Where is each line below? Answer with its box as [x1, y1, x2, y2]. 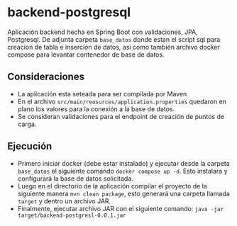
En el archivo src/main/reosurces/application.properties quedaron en [17, 97, 227, 106]
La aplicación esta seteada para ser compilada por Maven [17, 89, 187, 98]
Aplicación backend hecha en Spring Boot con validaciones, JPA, [7, 28, 199, 36]
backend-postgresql [7, 4, 131, 21]
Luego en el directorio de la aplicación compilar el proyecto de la [17, 181, 207, 190]
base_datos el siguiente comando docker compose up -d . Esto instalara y [17, 166, 228, 175]
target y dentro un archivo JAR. [17, 196, 111, 205]
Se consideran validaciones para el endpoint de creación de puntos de [17, 112, 225, 120]
